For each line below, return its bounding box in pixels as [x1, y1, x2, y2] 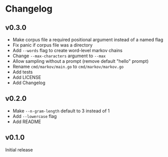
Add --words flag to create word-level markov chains [12, 48, 123, 53]
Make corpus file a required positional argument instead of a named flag [12, 36, 163, 43]
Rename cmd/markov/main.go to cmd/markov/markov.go [12, 64, 124, 69]
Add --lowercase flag [12, 113, 57, 119]
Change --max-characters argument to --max [12, 53, 106, 59]
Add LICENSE [12, 74, 41, 80]
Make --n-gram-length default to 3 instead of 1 [12, 107, 110, 114]
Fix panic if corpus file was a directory [12, 42, 93, 48]
